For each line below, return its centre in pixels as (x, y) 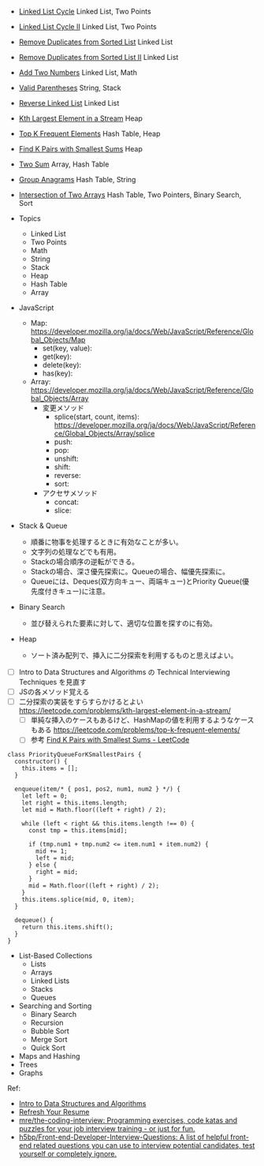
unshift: (67, 458)
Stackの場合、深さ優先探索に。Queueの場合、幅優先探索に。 (130, 572)
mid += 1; (52, 851)
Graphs (31, 1073)
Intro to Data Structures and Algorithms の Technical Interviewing (124, 672)
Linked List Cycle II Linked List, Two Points (87, 26)
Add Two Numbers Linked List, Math (78, 73)
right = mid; (57, 872)
